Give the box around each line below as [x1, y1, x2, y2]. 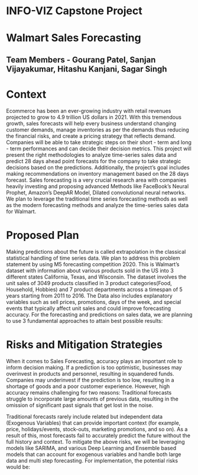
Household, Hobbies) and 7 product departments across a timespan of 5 [6, 286, 183, 293]
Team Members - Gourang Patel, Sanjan [6, 54, 156, 64]
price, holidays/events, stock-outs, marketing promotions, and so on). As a [6, 425, 188, 432]
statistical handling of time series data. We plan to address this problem [6, 254, 180, 261]
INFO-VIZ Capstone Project [6, 4, 143, 18]
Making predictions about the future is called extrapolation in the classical [6, 248, 186, 255]
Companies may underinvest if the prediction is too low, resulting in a [6, 376, 174, 383]
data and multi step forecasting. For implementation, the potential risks [6, 457, 178, 464]
